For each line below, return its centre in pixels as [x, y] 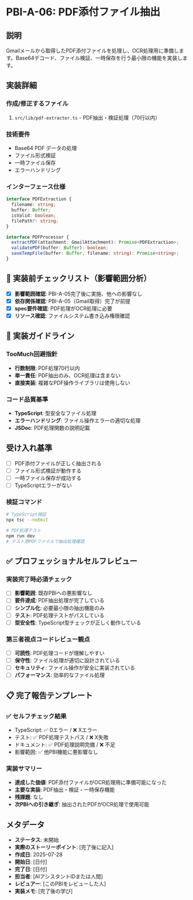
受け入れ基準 [29, 448]
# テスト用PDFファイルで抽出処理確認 [45, 541]
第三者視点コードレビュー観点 [48, 639]
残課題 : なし [29, 797]
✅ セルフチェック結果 [36, 716]
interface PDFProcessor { [37, 237]
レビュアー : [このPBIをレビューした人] [60, 884]
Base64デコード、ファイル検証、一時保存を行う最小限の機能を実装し [99, 58]
